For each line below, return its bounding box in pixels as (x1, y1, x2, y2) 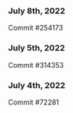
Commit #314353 (8, 60, 64, 69)
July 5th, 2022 (8, 43, 65, 54)
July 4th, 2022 (8, 79, 66, 90)
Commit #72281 (8, 97, 60, 107)
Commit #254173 (8, 23, 64, 33)
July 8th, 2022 (8, 5, 65, 16)
